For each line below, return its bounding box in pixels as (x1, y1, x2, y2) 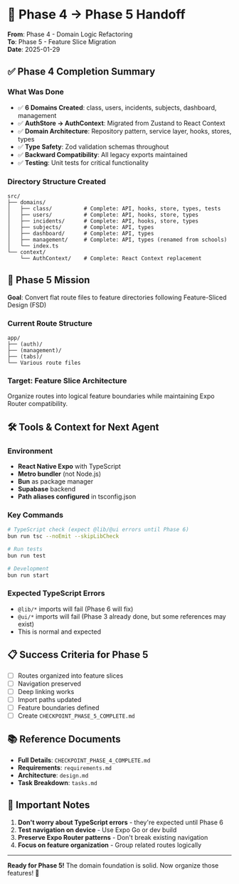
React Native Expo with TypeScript (17, 462, 121, 471)
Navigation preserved (17, 679, 82, 688)
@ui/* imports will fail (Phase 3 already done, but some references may (17, 612, 226, 621)
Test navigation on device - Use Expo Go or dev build (17, 825, 177, 834)
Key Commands (7, 510, 64, 520)
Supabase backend (17, 485, 76, 494)
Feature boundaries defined (17, 703, 100, 712)
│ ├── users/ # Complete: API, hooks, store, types (7, 211, 199, 218)
